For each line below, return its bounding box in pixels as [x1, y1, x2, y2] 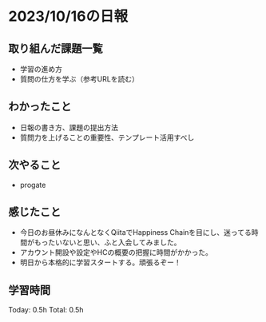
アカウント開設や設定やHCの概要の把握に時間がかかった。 [19, 248, 213, 257]
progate [19, 180, 46, 189]
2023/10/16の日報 [8, 7, 129, 26]
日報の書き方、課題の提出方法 [19, 122, 118, 132]
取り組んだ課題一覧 [8, 42, 103, 55]
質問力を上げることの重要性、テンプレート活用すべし [19, 133, 195, 142]
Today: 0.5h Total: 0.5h [8, 305, 84, 315]
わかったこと [8, 100, 72, 113]
